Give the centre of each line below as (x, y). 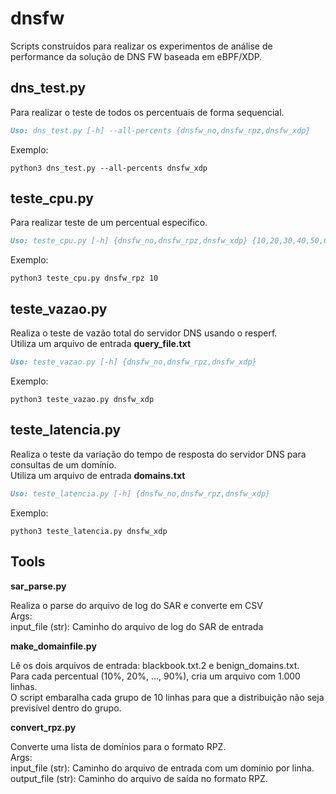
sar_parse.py (38, 586)
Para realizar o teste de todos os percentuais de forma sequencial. (147, 112)
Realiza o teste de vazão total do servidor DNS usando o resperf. (144, 333)
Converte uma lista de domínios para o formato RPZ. (118, 746)
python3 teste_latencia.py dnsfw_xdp (89, 531)
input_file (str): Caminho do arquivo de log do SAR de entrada (137, 626)
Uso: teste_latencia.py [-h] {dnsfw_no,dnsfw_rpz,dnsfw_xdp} (140, 493)
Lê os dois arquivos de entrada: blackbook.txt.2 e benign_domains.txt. (155, 665)
